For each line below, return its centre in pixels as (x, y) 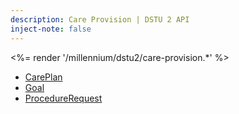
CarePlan (43, 77)
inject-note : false (51, 29)
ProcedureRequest (63, 98)
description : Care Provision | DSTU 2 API (100, 19)
